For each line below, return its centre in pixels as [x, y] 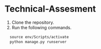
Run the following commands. [41, 27]
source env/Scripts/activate [39, 37]
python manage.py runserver [38, 42]
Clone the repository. [33, 22]
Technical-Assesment [50, 9]
